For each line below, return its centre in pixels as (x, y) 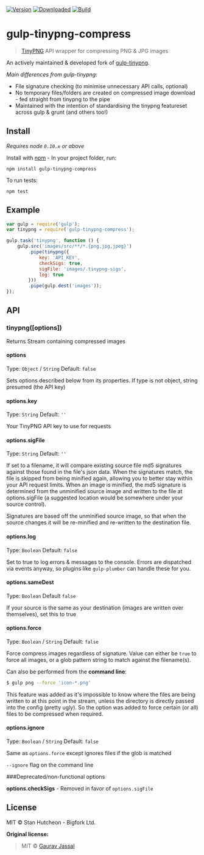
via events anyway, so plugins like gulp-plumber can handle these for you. (99, 568)
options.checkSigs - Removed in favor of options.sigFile (80, 789)
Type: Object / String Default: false (51, 368)
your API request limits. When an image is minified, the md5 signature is (97, 485)
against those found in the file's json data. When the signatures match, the (100, 472)
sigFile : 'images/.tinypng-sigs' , (83, 269)
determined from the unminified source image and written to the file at (94, 491)
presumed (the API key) (36, 387)
